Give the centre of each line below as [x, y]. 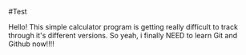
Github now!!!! [31, 44]
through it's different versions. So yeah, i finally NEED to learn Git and [123, 35]
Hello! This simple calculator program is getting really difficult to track [123, 27]
